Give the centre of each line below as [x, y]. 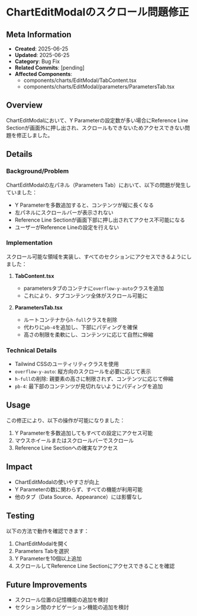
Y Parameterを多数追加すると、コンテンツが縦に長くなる [84, 205]
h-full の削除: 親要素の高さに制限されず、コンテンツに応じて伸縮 [94, 379]
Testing [20, 516]
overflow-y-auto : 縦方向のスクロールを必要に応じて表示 [83, 371]
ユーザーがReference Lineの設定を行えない [67, 227]
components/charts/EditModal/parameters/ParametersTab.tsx [99, 86]
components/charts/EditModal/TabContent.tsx [80, 80]
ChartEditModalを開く [42, 544]
